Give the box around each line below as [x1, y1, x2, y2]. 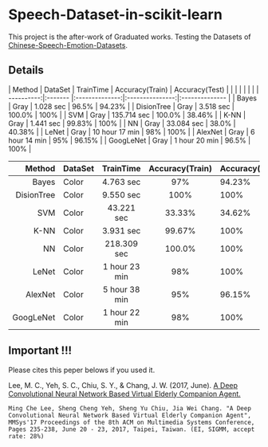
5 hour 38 [102, 284, 140, 295]
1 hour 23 [102, 261, 140, 272]
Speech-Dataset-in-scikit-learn [8, 6, 223, 24]
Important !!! [8, 344, 73, 358]
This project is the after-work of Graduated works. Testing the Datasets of [8, 32, 251, 41]
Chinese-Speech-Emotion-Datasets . [8, 40, 128, 49]
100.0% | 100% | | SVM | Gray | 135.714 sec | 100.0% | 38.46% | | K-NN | [8, 110, 246, 120]
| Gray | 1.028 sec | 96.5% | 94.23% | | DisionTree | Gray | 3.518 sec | [8, 101, 235, 111]
